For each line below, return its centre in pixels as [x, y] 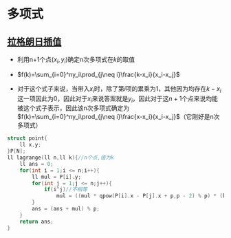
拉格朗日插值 [34, 42]
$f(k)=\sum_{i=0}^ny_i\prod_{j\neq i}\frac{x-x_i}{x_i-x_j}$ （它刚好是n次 [118, 117]
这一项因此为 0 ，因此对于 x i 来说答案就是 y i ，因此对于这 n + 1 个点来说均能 [118, 99]
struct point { [27, 138]
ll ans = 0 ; [36, 164]
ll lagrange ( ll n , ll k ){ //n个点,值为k [61, 158]
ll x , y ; [30, 145]
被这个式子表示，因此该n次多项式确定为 [73, 108]
